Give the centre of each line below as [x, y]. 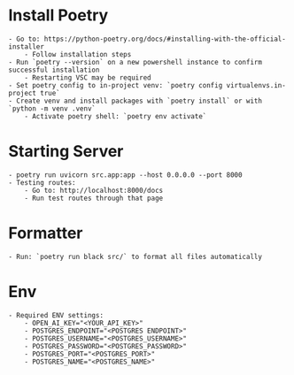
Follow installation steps [81, 54]
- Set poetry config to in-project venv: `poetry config [116, 85]
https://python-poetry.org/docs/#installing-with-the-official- [165, 39]
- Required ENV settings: [56, 315]
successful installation [54, 70]
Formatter [46, 233]
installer [27, 46]
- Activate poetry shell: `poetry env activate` [116, 116]
